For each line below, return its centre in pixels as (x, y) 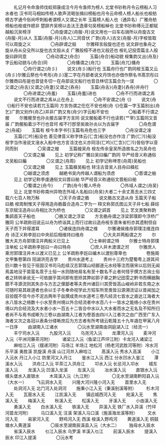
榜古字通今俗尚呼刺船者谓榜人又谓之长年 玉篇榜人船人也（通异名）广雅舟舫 (81, 19)
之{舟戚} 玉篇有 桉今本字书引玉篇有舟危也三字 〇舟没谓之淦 (78, 130)
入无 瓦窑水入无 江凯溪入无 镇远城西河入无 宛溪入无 (74, 394)
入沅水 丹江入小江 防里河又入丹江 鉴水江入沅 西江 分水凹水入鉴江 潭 (82, 357)
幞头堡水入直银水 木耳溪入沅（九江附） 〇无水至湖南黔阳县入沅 (82, 376)
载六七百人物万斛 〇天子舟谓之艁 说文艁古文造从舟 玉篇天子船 (81, 198)
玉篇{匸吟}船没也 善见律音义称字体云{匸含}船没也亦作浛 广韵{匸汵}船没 (85, 136)
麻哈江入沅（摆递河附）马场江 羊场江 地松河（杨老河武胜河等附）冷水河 (86, 345)
